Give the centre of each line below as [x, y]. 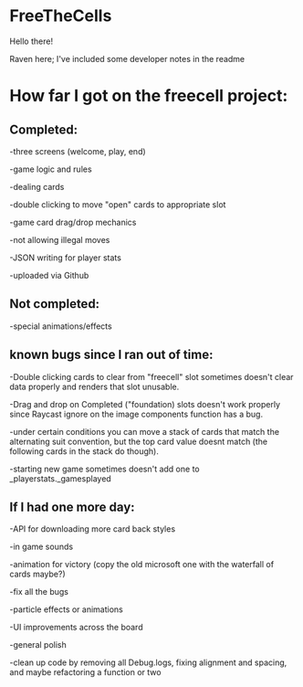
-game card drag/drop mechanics [73, 222]
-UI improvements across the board [76, 628]
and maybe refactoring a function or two [85, 672]
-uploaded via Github [49, 275]
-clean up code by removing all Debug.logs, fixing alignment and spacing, [148, 662]
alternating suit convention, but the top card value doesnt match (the [138, 441]
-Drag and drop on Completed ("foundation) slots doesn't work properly [145, 404]
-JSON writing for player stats [65, 258]
